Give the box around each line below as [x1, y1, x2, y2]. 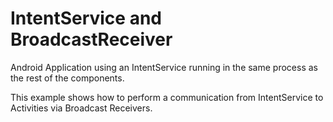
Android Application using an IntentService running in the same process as [10, 61, 318, 73]
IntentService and [10, 7, 162, 30]
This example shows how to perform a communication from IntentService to [10, 91, 324, 103]
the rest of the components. [10, 72, 125, 84]
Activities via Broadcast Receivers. [10, 102, 153, 114]
